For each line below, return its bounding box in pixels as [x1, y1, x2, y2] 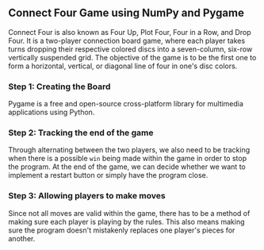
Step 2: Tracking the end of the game [8, 127, 154, 138]
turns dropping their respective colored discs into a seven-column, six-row [8, 44, 253, 54]
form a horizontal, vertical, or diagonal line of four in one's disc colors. [8, 61, 238, 71]
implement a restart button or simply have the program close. [8, 171, 209, 180]
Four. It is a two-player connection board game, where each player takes [8, 36, 246, 45]
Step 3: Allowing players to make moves [8, 190, 166, 202]
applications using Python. [8, 107, 95, 117]
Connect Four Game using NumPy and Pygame [8, 6, 244, 20]
